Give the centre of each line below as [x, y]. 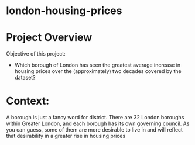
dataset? [25, 78]
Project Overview [49, 38]
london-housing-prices [64, 11]
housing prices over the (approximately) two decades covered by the [98, 71]
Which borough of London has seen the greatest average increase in [97, 65]
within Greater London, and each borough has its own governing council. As [98, 123]
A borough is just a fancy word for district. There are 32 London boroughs [95, 118]
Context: [28, 101]
